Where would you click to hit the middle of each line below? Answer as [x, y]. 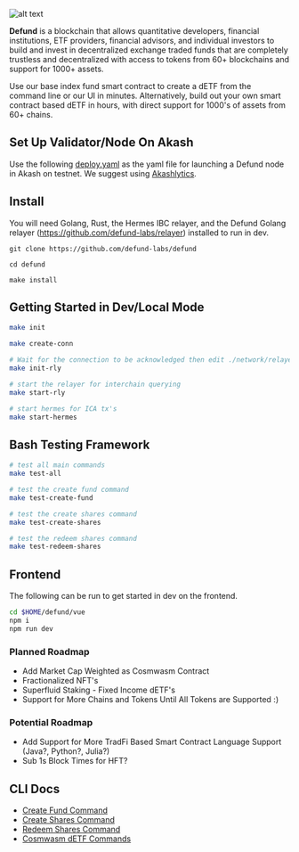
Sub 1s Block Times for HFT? [75, 761]
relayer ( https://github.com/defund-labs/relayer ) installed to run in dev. [139, 233]
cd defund [28, 264]
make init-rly [36, 369]
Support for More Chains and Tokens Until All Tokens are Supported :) [150, 699]
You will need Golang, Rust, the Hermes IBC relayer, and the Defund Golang [148, 223]
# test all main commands [57, 465]
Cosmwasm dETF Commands [77, 839]
